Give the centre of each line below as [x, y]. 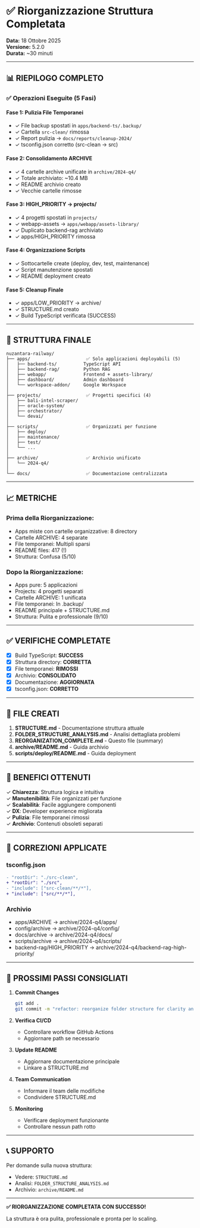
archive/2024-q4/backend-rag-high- [141, 948]
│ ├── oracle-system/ [36, 406]
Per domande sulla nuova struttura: [49, 1165]
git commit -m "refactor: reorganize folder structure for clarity [100, 1009]
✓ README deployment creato [53, 276]
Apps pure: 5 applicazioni [46, 585]
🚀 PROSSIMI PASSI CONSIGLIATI [67, 978]
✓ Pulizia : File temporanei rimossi [48, 817]
